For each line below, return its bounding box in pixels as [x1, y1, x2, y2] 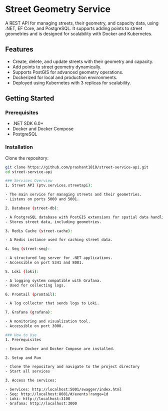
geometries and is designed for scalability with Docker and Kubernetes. [5, 30, 152, 36]
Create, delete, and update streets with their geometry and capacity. [12, 58, 153, 64]
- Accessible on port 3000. [5, 323, 64, 328]
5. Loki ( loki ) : [5, 269, 39, 274]
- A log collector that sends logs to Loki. [5, 301, 99, 306]
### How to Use [5, 332, 37, 337]
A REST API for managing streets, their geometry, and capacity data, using [5, 20, 159, 26]
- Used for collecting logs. [5, 282, 66, 288]
